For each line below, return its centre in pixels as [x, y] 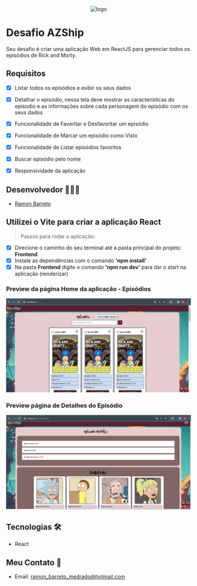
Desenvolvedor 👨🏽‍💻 [43, 190]
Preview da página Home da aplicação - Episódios [79, 289]
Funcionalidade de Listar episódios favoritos [68, 147]
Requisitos [26, 74]
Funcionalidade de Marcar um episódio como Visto [76, 136]
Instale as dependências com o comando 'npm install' [80, 260]
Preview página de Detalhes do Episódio [64, 405]
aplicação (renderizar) [41, 274]
